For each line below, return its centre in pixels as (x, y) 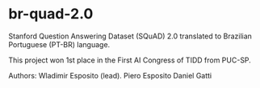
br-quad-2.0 (51, 14)
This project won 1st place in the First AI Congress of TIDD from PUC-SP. (130, 60)
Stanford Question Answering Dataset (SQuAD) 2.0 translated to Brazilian (130, 36)
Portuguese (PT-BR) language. (59, 44)
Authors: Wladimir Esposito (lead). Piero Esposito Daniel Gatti (110, 75)
